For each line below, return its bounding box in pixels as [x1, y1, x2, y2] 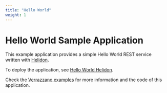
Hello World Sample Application [5, 34, 143, 46]
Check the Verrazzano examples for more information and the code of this [5, 77, 162, 83]
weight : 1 [5, 12, 27, 17]
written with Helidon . [5, 57, 49, 63]
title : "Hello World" [5, 7, 52, 13]
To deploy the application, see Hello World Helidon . [5, 67, 114, 73]
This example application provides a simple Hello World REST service [5, 51, 152, 58]
